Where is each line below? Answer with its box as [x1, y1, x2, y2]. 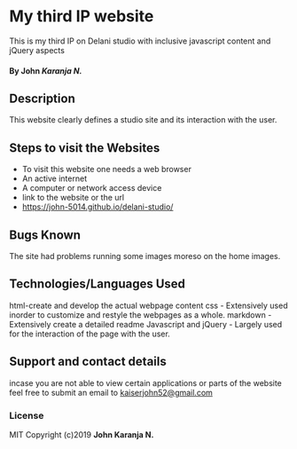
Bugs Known [9, 227, 82, 242]
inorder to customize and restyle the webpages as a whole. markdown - [9, 309, 272, 320]
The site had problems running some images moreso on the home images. [9, 250, 281, 261]
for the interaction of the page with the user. [9, 328, 170, 339]
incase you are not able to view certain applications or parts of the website [9, 377, 282, 388]
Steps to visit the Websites [9, 140, 160, 155]
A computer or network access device [21, 183, 162, 193]
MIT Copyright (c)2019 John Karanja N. [9, 429, 154, 440]
